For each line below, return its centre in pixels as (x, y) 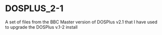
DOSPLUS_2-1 (34, 9)
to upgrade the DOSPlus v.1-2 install (41, 27)
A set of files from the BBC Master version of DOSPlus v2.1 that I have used (81, 22)
